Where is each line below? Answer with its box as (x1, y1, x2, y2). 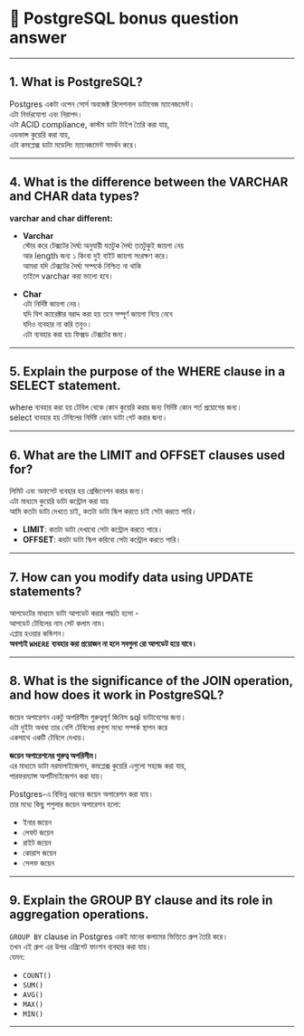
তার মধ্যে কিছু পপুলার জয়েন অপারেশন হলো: (9, 798, 121, 809)
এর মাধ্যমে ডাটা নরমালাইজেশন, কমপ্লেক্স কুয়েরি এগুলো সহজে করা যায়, (9, 760, 187, 771)
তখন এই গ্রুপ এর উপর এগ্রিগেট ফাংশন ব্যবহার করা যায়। (9, 941, 152, 952)
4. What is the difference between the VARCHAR (9, 175, 289, 190)
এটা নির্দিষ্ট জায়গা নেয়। (22, 298, 82, 309)
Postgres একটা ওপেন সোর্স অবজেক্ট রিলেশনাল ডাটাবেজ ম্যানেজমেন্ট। (9, 99, 195, 109)
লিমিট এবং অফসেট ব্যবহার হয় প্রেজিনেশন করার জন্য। (9, 486, 146, 497)
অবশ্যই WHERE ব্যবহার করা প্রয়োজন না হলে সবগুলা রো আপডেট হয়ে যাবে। (9, 638, 197, 649)
